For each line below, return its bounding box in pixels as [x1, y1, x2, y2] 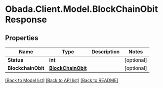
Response [5, 14, 47, 25]
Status [7, 57, 24, 63]
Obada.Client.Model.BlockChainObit [5, 3, 158, 15]
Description [91, 48, 120, 55]
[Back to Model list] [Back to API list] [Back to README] [5, 78, 119, 83]
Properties [5, 34, 39, 42]
